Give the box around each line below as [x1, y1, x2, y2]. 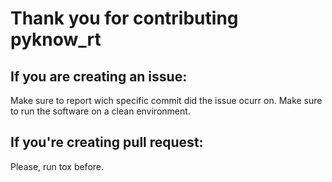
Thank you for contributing [10, 7, 239, 30]
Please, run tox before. [10, 160, 105, 172]
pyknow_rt [10, 28, 102, 51]
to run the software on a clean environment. [10, 105, 191, 117]
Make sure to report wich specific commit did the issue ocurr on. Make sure [10, 95, 323, 106]
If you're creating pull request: [10, 134, 204, 151]
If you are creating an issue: [10, 68, 188, 85]
